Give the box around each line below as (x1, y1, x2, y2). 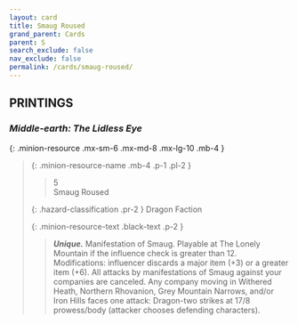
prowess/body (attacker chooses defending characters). (52, 304, 261, 315)
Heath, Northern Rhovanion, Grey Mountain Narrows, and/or (52, 286, 274, 296)
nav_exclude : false (9, 54, 82, 63)
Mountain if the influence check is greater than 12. (52, 247, 238, 258)
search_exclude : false (9, 46, 93, 55)
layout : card (9, 12, 58, 22)
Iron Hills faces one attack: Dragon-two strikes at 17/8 (52, 295, 251, 305)
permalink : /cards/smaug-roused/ (9, 63, 133, 72)
